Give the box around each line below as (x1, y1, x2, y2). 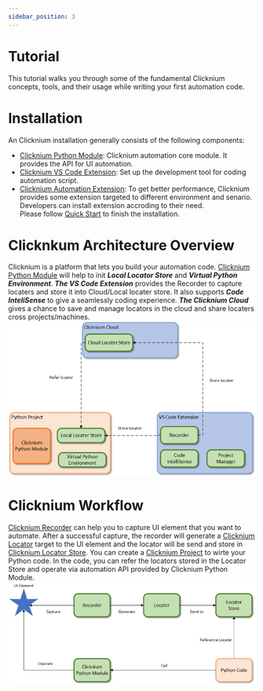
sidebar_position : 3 (8, 13, 76, 20)
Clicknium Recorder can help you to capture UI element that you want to (8, 522, 242, 532)
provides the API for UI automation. (19, 159, 133, 168)
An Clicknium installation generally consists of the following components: (8, 135, 245, 144)
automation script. (19, 175, 79, 185)
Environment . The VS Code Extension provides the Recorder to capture (8, 279, 243, 288)
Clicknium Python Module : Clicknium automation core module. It (19, 150, 228, 160)
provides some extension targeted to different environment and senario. (19, 192, 253, 202)
